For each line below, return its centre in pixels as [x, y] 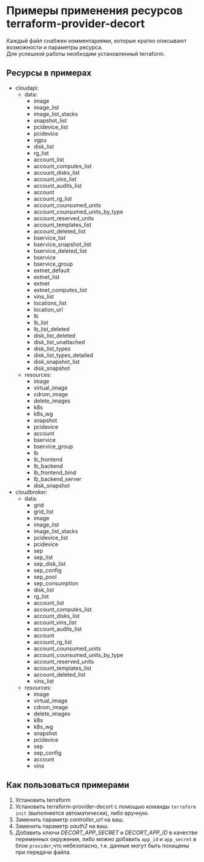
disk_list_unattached [59, 342]
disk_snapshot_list [57, 361]
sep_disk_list [50, 564]
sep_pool [45, 577]
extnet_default [52, 270]
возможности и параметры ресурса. [55, 47]
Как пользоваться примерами [68, 785]
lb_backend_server [57, 479]
